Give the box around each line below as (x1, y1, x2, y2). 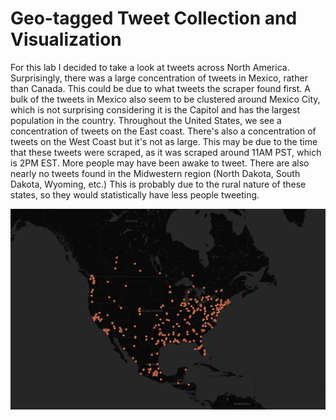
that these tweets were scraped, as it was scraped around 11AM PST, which (10, 146, 322, 158)
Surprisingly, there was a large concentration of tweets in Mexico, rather (10, 72, 308, 84)
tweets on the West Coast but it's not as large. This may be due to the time (10, 135, 318, 147)
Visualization (10, 28, 122, 51)
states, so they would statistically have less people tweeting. (10, 188, 260, 201)
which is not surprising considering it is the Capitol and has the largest (10, 103, 300, 116)
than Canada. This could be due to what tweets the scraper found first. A (10, 82, 311, 94)
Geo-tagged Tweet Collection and (10, 7, 298, 30)
